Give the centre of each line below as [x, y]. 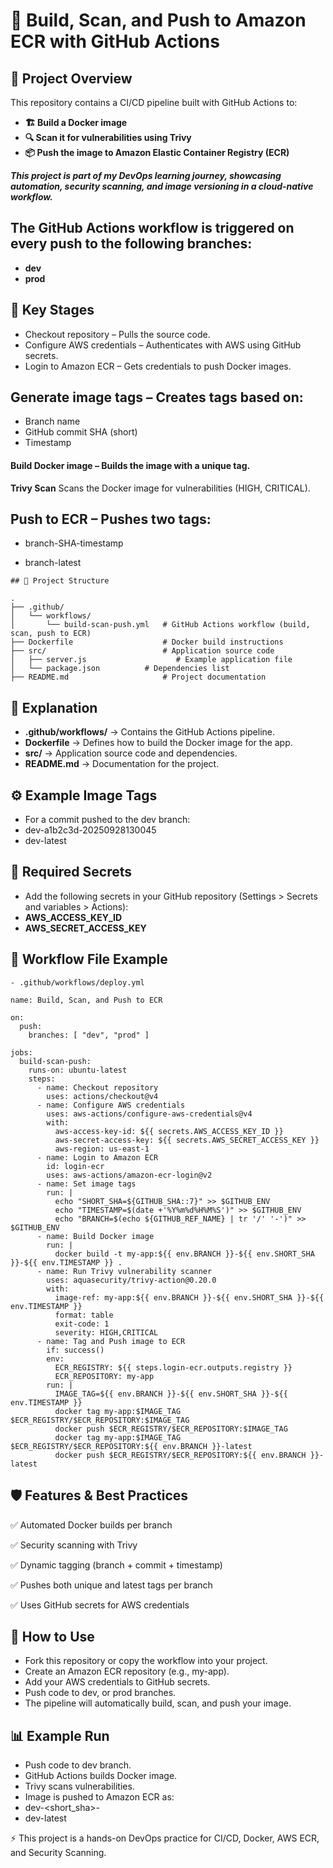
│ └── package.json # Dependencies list [120, 669]
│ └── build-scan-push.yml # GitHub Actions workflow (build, [160, 625]
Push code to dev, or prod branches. [100, 1693]
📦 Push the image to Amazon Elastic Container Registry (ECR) [157, 152]
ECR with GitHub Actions [115, 41]
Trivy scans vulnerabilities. [79, 1786]
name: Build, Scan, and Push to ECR [86, 1000]
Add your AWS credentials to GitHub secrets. [117, 1682]
